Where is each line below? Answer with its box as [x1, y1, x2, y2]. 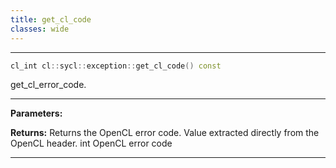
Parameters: [10, 107, 63, 120]
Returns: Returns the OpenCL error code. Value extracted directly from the [10, 127, 320, 139]
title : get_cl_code [10, 14, 92, 25]
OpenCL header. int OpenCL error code [10, 137, 173, 150]
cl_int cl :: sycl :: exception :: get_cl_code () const [10, 61, 222, 71]
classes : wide [10, 24, 70, 34]
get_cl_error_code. [10, 79, 87, 91]
